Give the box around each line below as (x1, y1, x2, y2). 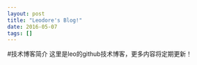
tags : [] (7, 29, 33, 37)
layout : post (7, 10, 45, 17)
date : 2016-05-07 (7, 23, 58, 30)
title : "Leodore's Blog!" (7, 17, 82, 24)
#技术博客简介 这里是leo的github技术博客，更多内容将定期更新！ (7, 50, 193, 58)
